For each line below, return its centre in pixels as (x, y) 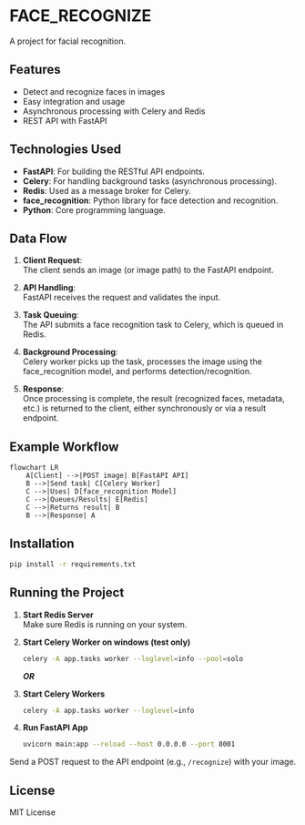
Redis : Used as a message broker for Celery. (107, 190)
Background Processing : (70, 352)
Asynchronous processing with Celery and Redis (114, 111)
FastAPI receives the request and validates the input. (122, 298)
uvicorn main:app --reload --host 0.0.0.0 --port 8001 (129, 744)
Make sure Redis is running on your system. (105, 624)
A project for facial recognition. (67, 41)
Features (35, 70)
